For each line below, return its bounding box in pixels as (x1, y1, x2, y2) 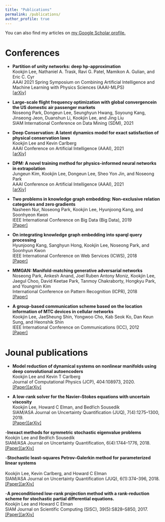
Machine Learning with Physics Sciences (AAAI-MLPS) (12, 84, 124, 90)
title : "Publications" (5, 7, 52, 12)
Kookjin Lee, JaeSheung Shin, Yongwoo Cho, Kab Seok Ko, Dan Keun (12, 314, 154, 320)
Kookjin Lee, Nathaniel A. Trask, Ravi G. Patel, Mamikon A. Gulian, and (12, 69, 155, 75)
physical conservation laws (12, 135, 71, 141)
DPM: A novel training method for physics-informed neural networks (12, 160, 157, 166)
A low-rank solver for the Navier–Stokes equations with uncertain (12, 394, 150, 400)
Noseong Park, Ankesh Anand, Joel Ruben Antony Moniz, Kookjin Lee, (12, 273, 156, 279)
